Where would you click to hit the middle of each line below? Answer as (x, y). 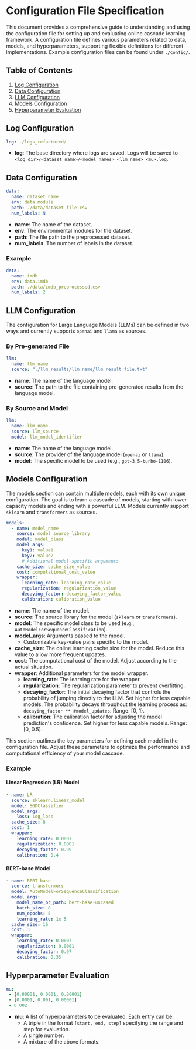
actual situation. (34, 667)
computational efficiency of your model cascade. (65, 753)
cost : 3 (21, 930)
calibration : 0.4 (38, 855)
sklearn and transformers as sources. (52, 512)
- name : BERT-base (28, 881)
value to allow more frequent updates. (60, 654)
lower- (181, 499)
